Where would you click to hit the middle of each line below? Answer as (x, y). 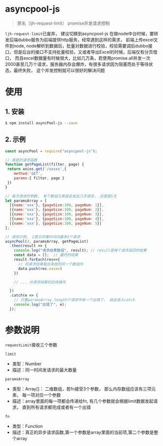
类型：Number (27, 364)
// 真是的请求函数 (21, 160)
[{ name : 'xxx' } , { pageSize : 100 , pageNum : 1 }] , (57, 205)
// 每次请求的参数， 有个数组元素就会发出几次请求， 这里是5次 (61, 196)
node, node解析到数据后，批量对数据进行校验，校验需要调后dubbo (81, 46)
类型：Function (27, 426)
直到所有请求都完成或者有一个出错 (56, 407)
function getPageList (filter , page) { (45, 164)
